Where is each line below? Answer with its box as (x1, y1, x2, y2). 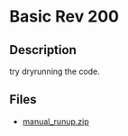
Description (9, 42, 77, 58)
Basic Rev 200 (9, 6, 120, 27)
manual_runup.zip (22, 115, 89, 127)
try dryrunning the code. (9, 66, 101, 77)
